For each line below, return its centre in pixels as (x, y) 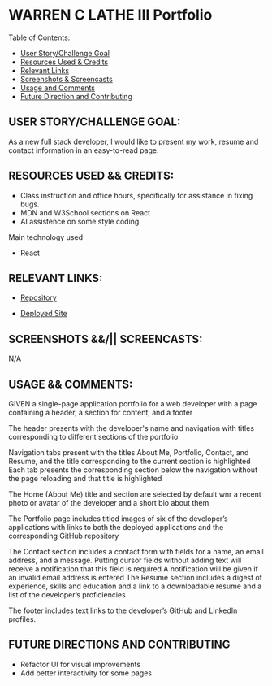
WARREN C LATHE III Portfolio (110, 15)
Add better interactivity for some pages (86, 673)
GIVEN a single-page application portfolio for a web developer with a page (133, 404)
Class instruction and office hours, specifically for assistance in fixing (136, 195)
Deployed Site (43, 314)
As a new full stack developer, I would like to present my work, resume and (134, 141)
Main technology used (46, 237)
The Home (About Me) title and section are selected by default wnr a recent (135, 494)
